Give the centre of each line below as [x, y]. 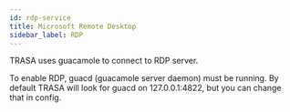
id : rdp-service [40, 18]
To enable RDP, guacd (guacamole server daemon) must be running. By [145, 78]
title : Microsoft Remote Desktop [73, 26]
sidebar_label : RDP [47, 35]
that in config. [36, 97]
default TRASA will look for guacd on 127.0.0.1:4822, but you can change [145, 88]
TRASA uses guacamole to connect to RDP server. [104, 61]
